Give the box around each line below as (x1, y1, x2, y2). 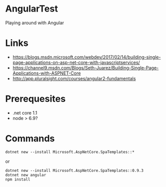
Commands (5, 133, 55, 144)
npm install (5, 177, 30, 182)
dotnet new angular (5, 172, 47, 177)
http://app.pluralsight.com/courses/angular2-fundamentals (12, 75, 136, 81)
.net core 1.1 (12, 109, 37, 116)
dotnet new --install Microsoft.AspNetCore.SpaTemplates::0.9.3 (5, 168, 144, 173)
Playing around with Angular (5, 20, 64, 26)
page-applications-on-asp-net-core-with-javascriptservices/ (12, 59, 140, 66)
